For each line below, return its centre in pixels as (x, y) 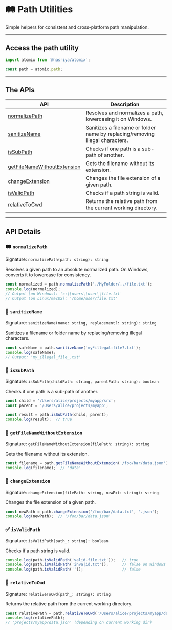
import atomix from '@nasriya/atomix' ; (48, 60)
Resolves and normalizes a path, (124, 113)
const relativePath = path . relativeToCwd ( (51, 613)
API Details (23, 231)
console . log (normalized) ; (33, 289)
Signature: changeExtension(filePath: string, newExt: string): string (82, 492)
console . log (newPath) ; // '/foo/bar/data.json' (58, 516)
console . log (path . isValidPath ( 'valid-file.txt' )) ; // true (72, 560)
